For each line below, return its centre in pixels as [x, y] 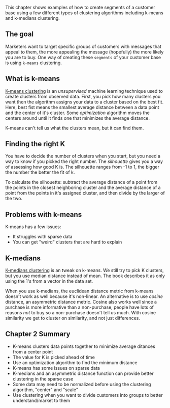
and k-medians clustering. [32, 18]
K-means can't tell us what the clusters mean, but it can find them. [75, 128]
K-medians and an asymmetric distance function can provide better [83, 373]
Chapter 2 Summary [38, 334]
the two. [14, 199]
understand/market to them [41, 400]
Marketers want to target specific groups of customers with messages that [83, 46]
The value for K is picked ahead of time [54, 357]
